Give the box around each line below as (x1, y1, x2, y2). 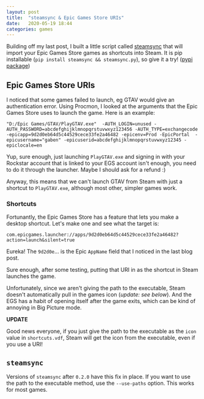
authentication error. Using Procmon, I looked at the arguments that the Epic (6, 103, 198, 110)
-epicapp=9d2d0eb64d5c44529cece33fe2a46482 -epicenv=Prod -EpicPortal (6, 132, 190, 138)
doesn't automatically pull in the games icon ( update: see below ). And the (6, 291, 192, 298)
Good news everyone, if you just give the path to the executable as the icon (6, 328, 197, 335)
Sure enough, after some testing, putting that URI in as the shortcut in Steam (6, 266, 199, 274)
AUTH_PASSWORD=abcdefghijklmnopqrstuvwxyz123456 (6, 126, 133, 133)
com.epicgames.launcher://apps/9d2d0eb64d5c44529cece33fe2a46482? (6, 232, 179, 238)
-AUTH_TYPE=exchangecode (134, 126, 199, 133)
